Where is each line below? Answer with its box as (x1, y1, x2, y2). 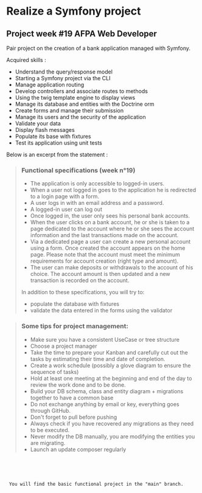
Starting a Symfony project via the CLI (15, 75, 111, 81)
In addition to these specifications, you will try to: (21, 289, 145, 296)
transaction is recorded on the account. (30, 277, 130, 284)
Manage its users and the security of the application (15, 114, 146, 120)
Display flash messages (15, 126, 75, 133)
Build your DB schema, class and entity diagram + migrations (30, 387, 184, 395)
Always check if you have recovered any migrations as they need (30, 419, 194, 427)
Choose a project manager (30, 342, 97, 350)
